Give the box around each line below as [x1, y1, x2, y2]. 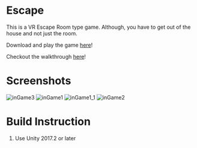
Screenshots [6, 74, 71, 87]
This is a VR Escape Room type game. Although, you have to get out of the [6, 23, 191, 31]
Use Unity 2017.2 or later [14, 134, 76, 141]
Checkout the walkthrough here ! [6, 53, 86, 60]
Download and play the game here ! [6, 41, 93, 49]
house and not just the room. [6, 29, 77, 37]
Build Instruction [6, 115, 91, 129]
